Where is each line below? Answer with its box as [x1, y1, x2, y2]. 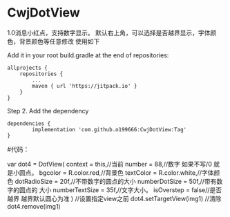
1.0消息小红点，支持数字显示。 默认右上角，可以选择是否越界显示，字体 [7, 28, 211, 37]
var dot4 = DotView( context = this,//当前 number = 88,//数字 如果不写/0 [7, 160, 212, 168]
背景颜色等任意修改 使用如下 [19, 37, 100, 46]
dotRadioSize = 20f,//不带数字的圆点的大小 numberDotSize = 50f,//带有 [15, 177, 217, 185]
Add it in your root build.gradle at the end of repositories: [7, 50, 169, 59]
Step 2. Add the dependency [7, 106, 89, 115]
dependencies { [7, 120, 51, 127]
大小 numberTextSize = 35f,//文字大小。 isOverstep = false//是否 [39, 185, 222, 194]
